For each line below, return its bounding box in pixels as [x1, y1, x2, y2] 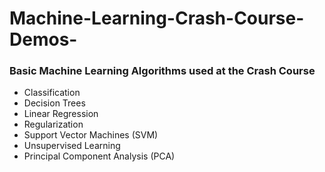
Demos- [9, 28, 78, 51]
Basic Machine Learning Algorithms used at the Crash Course [9, 64, 316, 78]
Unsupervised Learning [23, 140, 121, 152]
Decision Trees [23, 97, 86, 109]
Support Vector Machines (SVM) [23, 129, 159, 141]
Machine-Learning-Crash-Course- [9, 7, 305, 30]
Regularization [23, 118, 84, 131]
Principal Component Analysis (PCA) [23, 150, 176, 162]
